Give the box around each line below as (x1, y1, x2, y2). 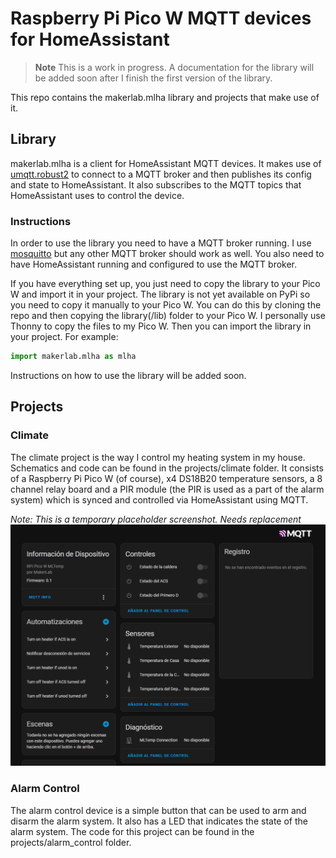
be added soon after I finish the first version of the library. (34, 72, 273, 84)
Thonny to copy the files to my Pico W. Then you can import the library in (10, 320, 312, 332)
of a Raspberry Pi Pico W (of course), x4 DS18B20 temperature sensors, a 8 (10, 472, 323, 484)
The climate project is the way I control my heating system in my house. (10, 451, 306, 463)
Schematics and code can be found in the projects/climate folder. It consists (10, 462, 324, 474)
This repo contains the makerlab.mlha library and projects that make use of (10, 91, 320, 103)
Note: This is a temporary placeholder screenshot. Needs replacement (10, 513, 302, 525)
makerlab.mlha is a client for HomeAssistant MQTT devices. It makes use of (10, 157, 322, 169)
